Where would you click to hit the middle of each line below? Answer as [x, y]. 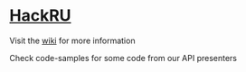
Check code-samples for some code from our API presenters [123, 58]
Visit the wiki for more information [72, 40]
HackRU [40, 16]
